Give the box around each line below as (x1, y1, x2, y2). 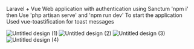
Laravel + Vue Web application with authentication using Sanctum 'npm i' (6, 5, 189, 12)
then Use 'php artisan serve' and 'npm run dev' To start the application (6, 11, 183, 19)
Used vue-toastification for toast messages (6, 18, 114, 25)
